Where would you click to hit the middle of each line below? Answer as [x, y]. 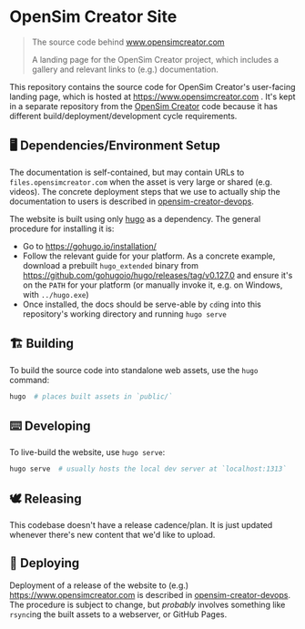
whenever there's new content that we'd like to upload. [112, 534]
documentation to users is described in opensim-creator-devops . [132, 201]
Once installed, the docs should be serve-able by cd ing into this [142, 304]
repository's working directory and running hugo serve [125, 314]
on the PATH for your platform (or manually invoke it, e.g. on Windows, [152, 285]
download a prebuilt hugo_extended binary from [110, 265]
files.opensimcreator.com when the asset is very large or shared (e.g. [141, 182]
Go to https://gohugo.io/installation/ [90, 246]
